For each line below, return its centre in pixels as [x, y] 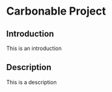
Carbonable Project [56, 11]
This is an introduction [34, 48]
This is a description [31, 82]
